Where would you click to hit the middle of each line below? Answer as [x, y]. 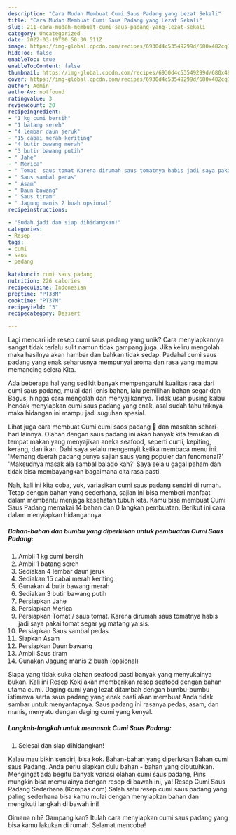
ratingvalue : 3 [30, 99]
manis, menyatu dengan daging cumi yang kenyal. [80, 712]
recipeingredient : [35, 112]
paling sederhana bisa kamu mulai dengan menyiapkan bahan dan [103, 797]
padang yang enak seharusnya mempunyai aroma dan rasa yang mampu [113, 362]
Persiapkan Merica [45, 609]
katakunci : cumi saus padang [50, 275]
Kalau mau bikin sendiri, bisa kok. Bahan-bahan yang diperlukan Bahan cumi [118, 759]
